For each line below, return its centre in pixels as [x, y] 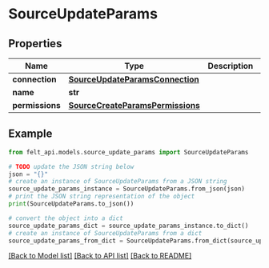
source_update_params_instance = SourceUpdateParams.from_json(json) [127, 189]
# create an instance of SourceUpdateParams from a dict [105, 233]
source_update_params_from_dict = [66, 241]
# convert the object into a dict [66, 218]
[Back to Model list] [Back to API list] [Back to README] [100, 256]
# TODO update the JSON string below [71, 166]
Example [30, 134]
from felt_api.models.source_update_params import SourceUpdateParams [128, 152]
